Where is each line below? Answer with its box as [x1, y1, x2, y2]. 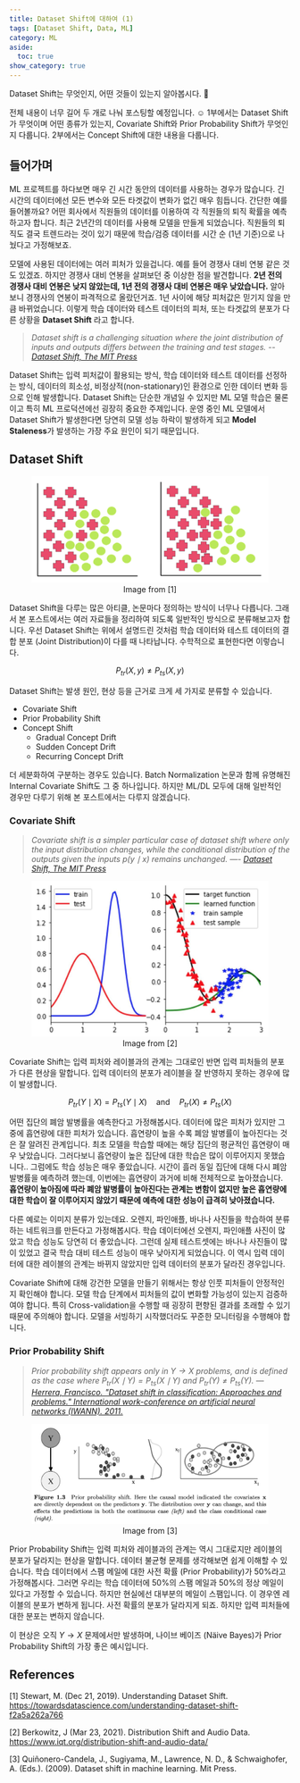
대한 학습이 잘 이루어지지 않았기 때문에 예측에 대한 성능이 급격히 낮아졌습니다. [9, 1195, 275, 1206]
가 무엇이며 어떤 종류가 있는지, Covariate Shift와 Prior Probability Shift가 [9, 119, 265, 129]
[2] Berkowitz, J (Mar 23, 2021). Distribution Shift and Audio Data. [9, 1727, 251, 1737]
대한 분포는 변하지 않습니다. [9, 1611, 105, 1621]
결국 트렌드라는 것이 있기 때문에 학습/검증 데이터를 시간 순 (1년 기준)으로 [25, 228, 276, 239]
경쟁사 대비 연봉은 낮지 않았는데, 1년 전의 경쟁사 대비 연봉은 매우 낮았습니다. [9, 280, 269, 291]
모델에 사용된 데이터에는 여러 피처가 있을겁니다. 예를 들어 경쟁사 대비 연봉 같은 [9, 258, 281, 269]
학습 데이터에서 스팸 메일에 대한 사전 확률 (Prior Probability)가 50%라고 [35, 1566, 287, 1577]
